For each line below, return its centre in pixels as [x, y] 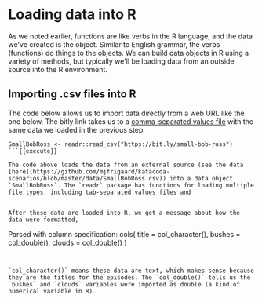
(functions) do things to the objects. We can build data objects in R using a [129, 53]
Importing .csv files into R [72, 95]
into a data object [202, 178]
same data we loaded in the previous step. [76, 129]
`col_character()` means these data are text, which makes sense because [131, 271]
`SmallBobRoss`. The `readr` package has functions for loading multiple [131, 185]
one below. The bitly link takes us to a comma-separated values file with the [131, 121]
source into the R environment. [58, 69]
